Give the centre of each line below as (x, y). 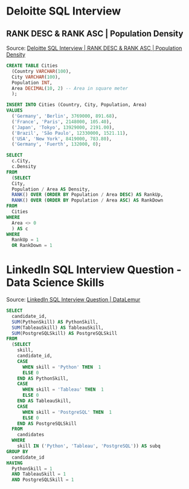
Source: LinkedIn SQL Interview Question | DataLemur (73, 300)
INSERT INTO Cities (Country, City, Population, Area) (77, 105)
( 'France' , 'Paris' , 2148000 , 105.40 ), (62, 122)
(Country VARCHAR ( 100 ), (41, 71)
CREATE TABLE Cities (32, 66)
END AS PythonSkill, (43, 378)
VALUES (14, 110)
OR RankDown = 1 (32, 246)
